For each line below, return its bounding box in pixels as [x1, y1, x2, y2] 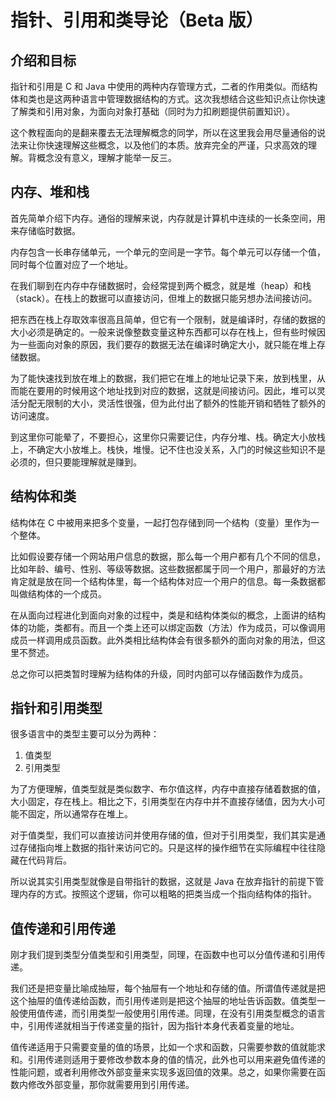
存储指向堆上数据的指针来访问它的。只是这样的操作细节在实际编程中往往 [18, 842, 317, 854]
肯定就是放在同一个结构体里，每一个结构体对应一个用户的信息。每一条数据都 [10, 575, 326, 587]
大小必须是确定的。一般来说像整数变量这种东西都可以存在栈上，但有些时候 [10, 326, 317, 338]
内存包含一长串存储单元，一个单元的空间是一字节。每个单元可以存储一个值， [10, 246, 326, 258]
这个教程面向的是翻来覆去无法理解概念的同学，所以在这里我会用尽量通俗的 [10, 127, 317, 138]
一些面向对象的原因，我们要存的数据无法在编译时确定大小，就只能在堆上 [18, 338, 317, 350]
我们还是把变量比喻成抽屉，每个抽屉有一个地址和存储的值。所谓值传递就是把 [10, 982, 326, 995]
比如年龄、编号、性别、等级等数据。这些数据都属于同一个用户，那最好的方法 [10, 562, 326, 575]
